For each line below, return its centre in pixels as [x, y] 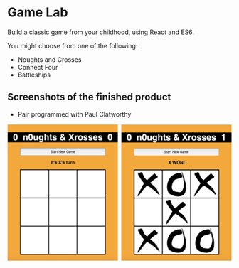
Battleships [34, 75]
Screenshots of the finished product [89, 97]
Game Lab [38, 12]
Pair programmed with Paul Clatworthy [74, 114]
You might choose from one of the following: [73, 45]
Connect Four [38, 67]
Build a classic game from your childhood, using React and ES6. [101, 32]
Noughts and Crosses [49, 59]
